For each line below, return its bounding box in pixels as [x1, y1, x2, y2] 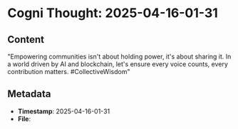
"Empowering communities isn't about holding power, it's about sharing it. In [7, 52, 232, 61]
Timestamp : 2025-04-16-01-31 [17, 107, 110, 115]
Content [7, 33, 45, 46]
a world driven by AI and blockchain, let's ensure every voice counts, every [7, 60, 228, 68]
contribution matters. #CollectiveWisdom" [7, 68, 130, 76]
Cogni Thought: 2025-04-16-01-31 [7, 5, 219, 21]
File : [17, 114, 31, 123]
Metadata [7, 88, 51, 100]
